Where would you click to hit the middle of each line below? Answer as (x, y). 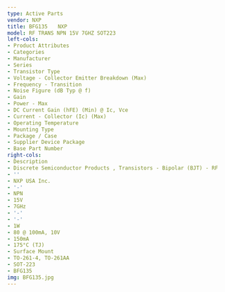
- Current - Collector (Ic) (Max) (57, 116)
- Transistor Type (34, 71)
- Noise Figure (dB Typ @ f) (49, 91)
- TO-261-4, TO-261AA (38, 258)
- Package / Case (32, 136)
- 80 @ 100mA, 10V (34, 232)
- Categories (26, 53)
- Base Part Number (35, 149)
